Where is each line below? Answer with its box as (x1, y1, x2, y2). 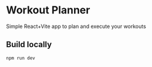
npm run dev (6, 55, 35, 61)
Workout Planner (6, 3, 90, 17)
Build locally (6, 40, 52, 50)
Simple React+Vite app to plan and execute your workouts (6, 23, 147, 30)
